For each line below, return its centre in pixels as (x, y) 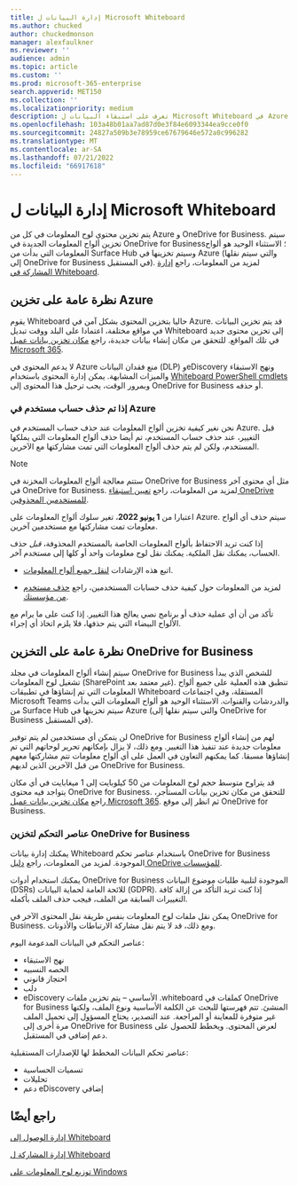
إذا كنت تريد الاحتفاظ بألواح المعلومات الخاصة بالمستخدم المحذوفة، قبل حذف (137, 544)
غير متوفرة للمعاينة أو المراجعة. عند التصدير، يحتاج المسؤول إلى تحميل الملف (149, 1016)
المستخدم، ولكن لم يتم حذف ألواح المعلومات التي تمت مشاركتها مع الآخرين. (135, 447)
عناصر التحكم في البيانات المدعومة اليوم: (77, 942)
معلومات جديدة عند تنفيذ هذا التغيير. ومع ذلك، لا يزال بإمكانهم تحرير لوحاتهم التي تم (146, 747)
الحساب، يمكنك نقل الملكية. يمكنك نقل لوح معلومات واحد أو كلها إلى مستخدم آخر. (145, 553)
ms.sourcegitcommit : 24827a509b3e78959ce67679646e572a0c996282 (129, 133)
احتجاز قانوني (45, 978)
